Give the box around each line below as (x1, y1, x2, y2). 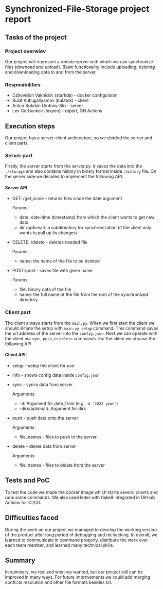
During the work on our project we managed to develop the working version (5, 527, 157, 533)
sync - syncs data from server (12, 381, 73, 387)
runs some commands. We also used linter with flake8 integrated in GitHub (5, 494, 155, 500)
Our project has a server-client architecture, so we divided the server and (5, 135, 152, 141)
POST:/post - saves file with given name (12, 268, 93, 274)
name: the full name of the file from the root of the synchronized (19, 292, 148, 297)
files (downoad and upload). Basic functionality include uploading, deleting (5, 64, 155, 70)
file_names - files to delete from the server (19, 462, 105, 468)
